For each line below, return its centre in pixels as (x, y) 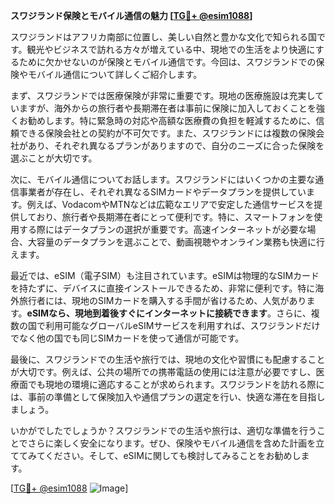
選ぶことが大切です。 (54, 158)
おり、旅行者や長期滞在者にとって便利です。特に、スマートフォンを (175, 217)
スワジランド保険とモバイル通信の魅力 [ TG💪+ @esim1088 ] (131, 15)
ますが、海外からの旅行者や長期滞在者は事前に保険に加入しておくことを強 (171, 108)
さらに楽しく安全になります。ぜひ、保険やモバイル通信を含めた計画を (172, 443)
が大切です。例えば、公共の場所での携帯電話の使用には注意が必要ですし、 (163, 372)
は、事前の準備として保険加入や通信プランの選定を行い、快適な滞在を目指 (163, 397)
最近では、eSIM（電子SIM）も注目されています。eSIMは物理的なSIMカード (165, 275)
